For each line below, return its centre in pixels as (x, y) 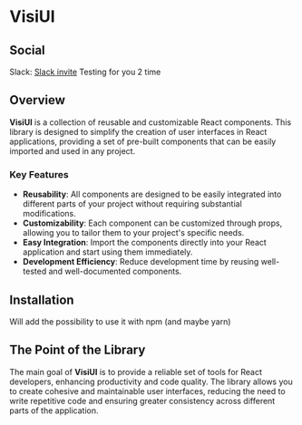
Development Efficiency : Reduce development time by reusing (141, 262)
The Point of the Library (78, 350)
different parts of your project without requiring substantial (132, 204)
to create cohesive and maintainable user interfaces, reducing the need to (147, 391)
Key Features (39, 174)
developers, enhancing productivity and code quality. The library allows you (151, 382)
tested (34, 271)
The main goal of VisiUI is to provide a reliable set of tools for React (136, 372)
